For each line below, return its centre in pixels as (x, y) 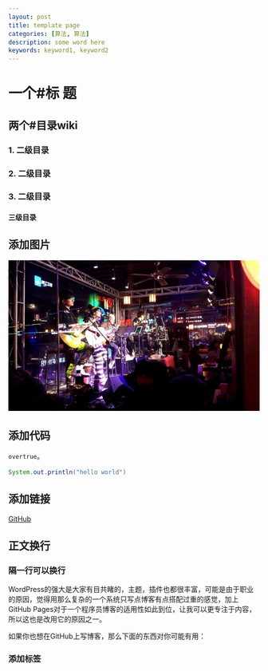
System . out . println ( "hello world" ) (67, 472)
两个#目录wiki (43, 125)
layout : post (30, 17)
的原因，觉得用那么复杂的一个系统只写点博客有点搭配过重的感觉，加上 (124, 599)
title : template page (44, 25)
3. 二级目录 (30, 197)
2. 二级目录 (30, 173)
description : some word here (57, 42)
